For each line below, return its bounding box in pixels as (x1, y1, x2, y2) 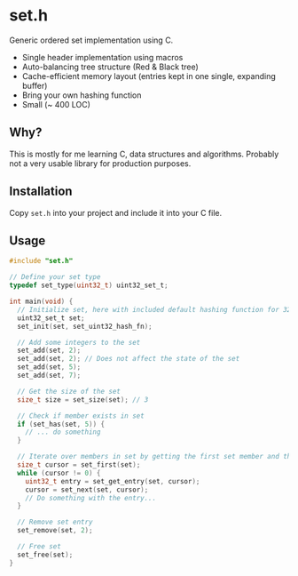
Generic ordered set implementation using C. (9, 35, 174, 45)
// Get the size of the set (17, 387, 122, 396)
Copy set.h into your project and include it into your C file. (9, 207, 223, 218)
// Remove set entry (17, 517, 93, 527)
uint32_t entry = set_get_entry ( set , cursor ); (25, 476, 200, 485)
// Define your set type (9, 273, 101, 282)
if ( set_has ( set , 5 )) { (17, 420, 105, 428)
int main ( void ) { (9, 297, 74, 306)
